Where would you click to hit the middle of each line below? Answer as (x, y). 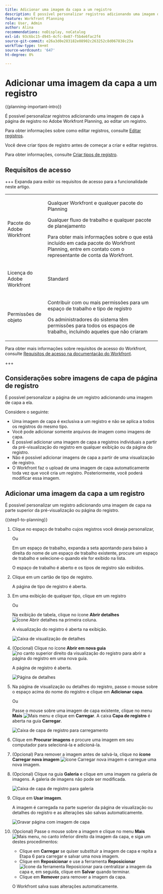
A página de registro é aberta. (42, 668)
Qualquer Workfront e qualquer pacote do (95, 203)
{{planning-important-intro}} (33, 107)
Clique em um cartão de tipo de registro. (52, 577)
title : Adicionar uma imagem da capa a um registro (58, 9)
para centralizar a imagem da (122, 867)
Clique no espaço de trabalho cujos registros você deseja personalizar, (83, 529)
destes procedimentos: (35, 842)
